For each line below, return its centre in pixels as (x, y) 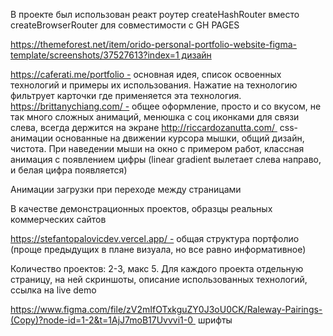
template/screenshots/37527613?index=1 (95, 55)
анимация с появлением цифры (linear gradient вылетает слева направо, (166, 159)
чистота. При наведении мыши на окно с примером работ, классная (157, 148)
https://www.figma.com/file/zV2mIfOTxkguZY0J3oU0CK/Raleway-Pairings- (166, 309)
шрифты (215, 320)
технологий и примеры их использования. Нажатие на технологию (154, 85)
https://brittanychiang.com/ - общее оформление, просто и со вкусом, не (166, 106)
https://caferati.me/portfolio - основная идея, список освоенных (146, 74)
